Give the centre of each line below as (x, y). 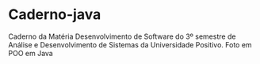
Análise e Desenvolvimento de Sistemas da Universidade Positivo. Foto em (130, 44)
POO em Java (31, 53)
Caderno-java (55, 15)
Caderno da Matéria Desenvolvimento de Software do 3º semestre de (122, 36)
